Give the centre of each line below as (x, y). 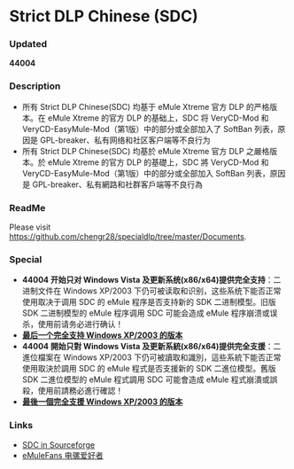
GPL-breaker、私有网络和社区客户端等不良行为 (125, 140)
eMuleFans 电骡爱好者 (62, 455)
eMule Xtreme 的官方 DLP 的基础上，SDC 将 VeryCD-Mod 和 (158, 118)
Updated (28, 44)
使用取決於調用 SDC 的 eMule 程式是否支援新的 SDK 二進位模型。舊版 (149, 369)
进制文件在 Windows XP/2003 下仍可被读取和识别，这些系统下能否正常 (151, 291)
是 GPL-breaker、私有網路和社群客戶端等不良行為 (112, 184)
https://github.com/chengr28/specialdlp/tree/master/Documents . (128, 237)
